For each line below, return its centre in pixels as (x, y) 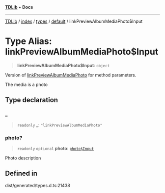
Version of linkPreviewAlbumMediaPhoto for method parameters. (71, 75)
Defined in (21, 174)
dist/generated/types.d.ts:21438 (38, 185)
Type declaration (31, 100)
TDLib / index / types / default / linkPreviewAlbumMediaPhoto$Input (74, 21)
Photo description (23, 158)
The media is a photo (27, 84)
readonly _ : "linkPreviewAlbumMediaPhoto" (60, 125)
